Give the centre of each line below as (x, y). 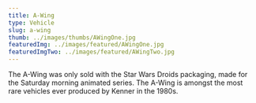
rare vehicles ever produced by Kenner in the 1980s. (93, 91)
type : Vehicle (32, 23)
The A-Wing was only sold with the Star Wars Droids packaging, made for (128, 74)
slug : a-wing (30, 30)
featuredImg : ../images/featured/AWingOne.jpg (86, 45)
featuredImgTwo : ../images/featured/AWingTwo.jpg (92, 52)
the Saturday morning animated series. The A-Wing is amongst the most (126, 83)
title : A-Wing (32, 15)
